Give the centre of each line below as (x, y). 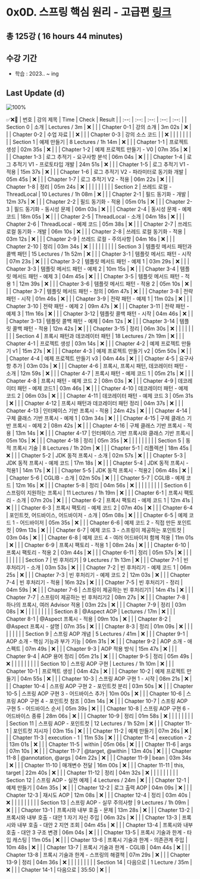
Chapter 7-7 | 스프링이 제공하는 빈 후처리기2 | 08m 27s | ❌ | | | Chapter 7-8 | (97, 597)
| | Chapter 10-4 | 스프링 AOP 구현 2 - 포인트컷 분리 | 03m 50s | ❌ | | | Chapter (100, 686)
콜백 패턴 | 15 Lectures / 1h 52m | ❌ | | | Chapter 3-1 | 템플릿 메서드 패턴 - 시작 (99, 254)
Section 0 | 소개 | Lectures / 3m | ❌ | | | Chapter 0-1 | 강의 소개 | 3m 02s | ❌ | (99, 127)
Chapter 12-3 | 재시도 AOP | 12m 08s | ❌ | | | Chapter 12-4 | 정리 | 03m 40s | (99, 795)
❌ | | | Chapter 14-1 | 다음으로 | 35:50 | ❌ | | (58, 870)
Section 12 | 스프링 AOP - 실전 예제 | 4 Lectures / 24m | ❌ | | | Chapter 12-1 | (98, 780)
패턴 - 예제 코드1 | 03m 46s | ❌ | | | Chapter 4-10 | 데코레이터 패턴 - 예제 (103, 388)
